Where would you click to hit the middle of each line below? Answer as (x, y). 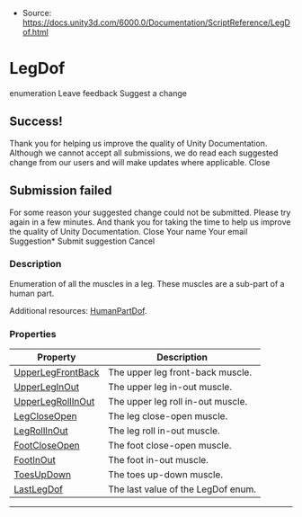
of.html (36, 32)
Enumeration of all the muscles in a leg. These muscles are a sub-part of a (147, 283)
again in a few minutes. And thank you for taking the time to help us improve (150, 222)
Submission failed (61, 191)
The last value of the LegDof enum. (182, 489)
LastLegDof (38, 489)
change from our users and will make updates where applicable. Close (140, 162)
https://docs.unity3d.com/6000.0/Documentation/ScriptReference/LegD (156, 22)
